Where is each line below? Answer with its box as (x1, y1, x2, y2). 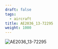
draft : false (5, 7, 32, 12)
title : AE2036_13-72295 (5, 21, 54, 26)
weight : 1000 (5, 25, 32, 30)
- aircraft (9, 16, 32, 21)
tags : (5, 12, 16, 17)
